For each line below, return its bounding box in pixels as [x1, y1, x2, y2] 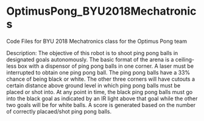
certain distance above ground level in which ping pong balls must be [6, 81, 181, 89]
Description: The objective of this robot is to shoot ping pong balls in [6, 49, 178, 56]
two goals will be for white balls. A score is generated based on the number [6, 101, 196, 108]
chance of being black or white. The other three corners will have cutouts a [6, 75, 195, 82]
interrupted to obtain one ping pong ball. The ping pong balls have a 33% [6, 68, 191, 76]
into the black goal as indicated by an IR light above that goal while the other [6, 95, 198, 102]
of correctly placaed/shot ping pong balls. [6, 108, 111, 115]
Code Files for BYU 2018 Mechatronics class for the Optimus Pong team [6, 37, 188, 45]
